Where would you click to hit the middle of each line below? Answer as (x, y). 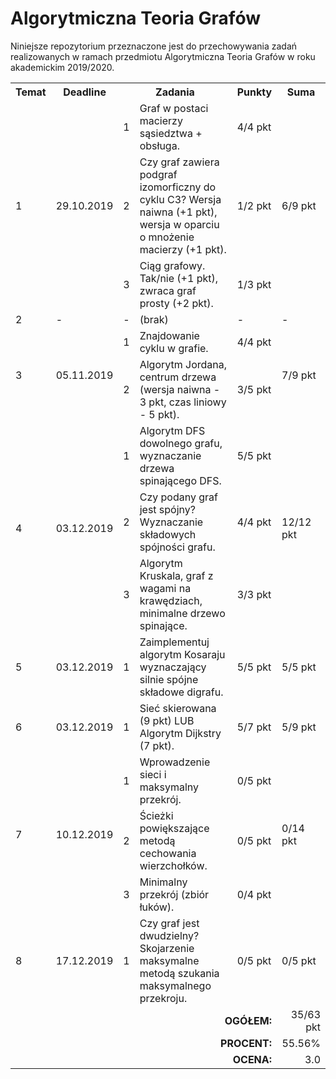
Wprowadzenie (175, 762)
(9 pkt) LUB (167, 720)
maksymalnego (175, 985)
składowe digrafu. (181, 692)
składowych (168, 534)
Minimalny (163, 882)
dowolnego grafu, (181, 443)
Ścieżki (156, 815)
